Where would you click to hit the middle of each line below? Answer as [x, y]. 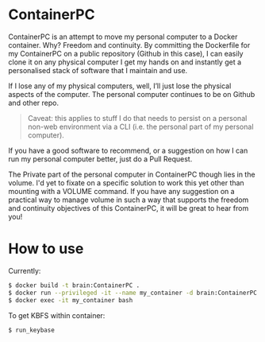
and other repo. [34, 103]
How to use [46, 249]
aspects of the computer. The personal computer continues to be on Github [132, 94]
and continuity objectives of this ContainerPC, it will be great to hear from [129, 208]
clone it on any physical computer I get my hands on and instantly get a [125, 62]
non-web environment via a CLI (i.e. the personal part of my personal [140, 126]
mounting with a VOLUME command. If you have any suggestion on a [122, 191]
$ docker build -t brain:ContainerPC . [74, 285]
